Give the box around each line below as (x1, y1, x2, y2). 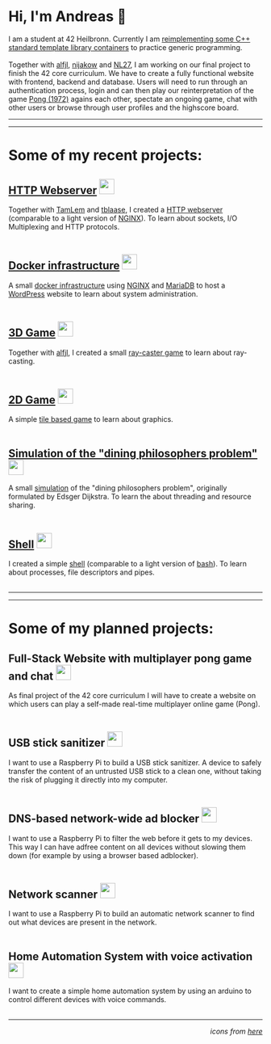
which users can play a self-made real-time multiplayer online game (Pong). (8, 699, 261, 709)
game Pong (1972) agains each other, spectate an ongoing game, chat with (8, 94, 258, 103)
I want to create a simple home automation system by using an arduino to (8, 986, 252, 996)
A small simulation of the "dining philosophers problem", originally (8, 483, 227, 493)
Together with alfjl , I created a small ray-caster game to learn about (8, 347, 232, 357)
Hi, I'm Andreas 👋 (8, 7, 127, 26)
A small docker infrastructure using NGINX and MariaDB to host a (8, 280, 226, 290)
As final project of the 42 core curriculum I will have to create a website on (8, 691, 256, 700)
